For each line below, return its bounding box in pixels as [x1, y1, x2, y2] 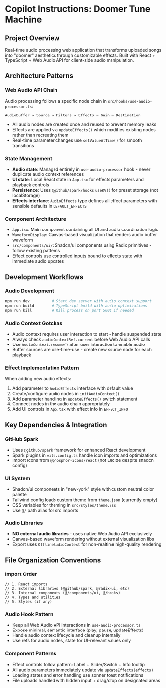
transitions [12, 142, 34, 148]
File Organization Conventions [5, 556, 101, 564]
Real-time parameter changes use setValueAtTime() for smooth [12, 137, 142, 143]
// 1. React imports [5, 582, 48, 587]
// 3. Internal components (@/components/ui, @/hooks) [5, 591, 121, 596]
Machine [5, 14, 42, 25]
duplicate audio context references [12, 171, 84, 177]
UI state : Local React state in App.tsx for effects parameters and [12, 176, 144, 182]
